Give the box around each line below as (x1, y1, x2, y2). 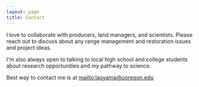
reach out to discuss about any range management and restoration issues (6, 37, 192, 45)
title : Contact (6, 14, 45, 21)
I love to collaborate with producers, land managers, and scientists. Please (6, 31, 193, 38)
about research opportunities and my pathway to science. (6, 62, 152, 69)
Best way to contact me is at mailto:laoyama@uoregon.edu (6, 74, 154, 81)
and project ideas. (6, 43, 52, 51)
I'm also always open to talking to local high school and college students (6, 56, 188, 63)
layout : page (6, 8, 40, 15)
